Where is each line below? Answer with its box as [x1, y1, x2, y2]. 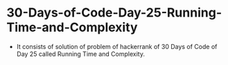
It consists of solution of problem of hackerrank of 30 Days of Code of [16, 42, 218, 50]
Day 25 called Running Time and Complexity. [16, 50, 145, 58]
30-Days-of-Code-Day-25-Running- [6, 5, 222, 21]
